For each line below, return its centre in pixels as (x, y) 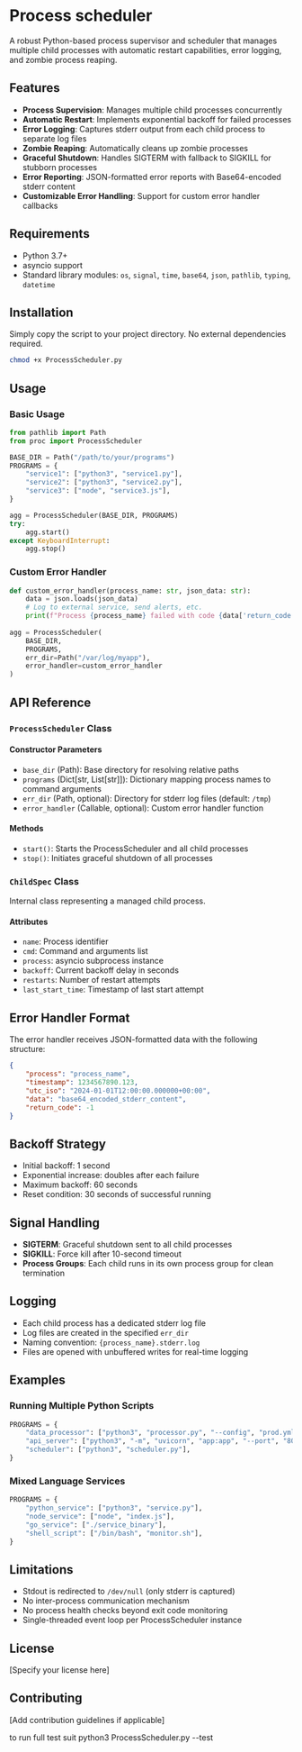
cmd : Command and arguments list (85, 951)
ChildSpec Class (44, 881)
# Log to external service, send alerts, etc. (114, 608)
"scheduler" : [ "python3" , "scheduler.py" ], (108, 1450)
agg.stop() (46, 549)
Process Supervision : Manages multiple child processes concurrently (152, 110)
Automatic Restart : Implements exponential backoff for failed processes (157, 119)
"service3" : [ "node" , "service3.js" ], (98, 491)
